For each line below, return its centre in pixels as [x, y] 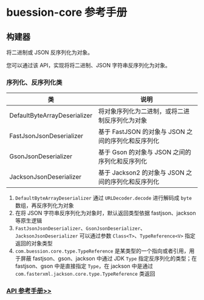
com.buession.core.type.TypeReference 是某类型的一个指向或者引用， [102, 251]
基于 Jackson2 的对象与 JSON [141, 173]
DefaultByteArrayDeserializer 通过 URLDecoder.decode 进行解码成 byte [104, 198]
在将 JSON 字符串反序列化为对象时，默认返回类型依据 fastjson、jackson [105, 213]
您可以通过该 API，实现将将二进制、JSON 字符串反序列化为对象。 [89, 65]
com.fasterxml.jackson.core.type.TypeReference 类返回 [85, 274]
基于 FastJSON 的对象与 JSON [141, 132]
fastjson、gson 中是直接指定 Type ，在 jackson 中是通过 [84, 266]
